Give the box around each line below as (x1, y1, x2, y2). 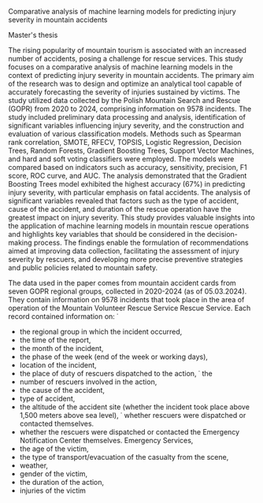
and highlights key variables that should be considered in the (8, 230, 206, 239)
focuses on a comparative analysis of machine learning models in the (8, 62, 234, 72)
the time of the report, (19, 335, 91, 345)
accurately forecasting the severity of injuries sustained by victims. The (8, 87, 240, 97)
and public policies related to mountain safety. (8, 263, 158, 272)
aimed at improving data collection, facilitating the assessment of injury (8, 246, 240, 255)
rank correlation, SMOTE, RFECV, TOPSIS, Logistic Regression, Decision (8, 138, 242, 146)
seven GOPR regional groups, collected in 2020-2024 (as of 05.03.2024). (8, 287, 247, 296)
